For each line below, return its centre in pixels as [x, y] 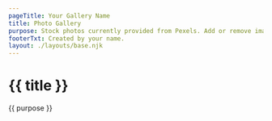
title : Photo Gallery [45, 23]
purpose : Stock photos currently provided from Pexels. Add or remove [130, 31]
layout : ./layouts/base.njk [56, 46]
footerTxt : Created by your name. [67, 38]
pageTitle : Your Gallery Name [59, 16]
